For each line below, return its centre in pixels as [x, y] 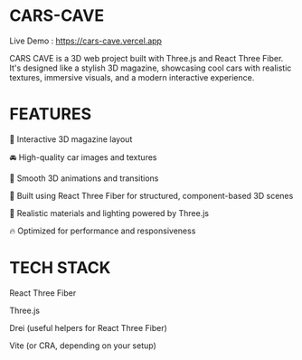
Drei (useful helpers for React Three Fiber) [88, 327]
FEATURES [51, 114]
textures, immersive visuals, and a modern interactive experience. [132, 77]
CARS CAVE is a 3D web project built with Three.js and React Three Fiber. [146, 58]
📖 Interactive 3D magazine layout [71, 139]
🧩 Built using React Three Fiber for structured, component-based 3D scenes [151, 195]
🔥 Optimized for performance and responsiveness [103, 231]
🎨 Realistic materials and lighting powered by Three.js [109, 213]
